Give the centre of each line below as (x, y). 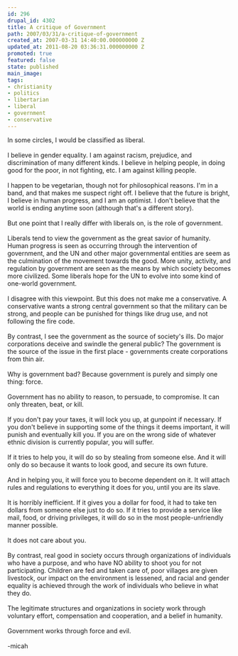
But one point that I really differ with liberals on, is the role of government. (115, 223)
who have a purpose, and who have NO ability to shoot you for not (104, 563)
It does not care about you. (47, 540)
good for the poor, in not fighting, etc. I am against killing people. (102, 170)
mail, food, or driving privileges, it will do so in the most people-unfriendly (115, 517)
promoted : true (30, 54)
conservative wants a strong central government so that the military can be (117, 306)
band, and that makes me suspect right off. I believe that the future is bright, (119, 193)
